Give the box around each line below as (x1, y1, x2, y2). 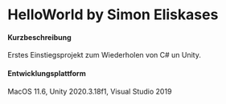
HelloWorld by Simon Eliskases (7, 6, 219, 24)
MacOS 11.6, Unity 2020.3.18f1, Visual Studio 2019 (7, 86, 172, 96)
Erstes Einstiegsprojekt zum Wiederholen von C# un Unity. (7, 50, 202, 60)
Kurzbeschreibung (7, 32, 72, 42)
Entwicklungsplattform (7, 68, 86, 78)
